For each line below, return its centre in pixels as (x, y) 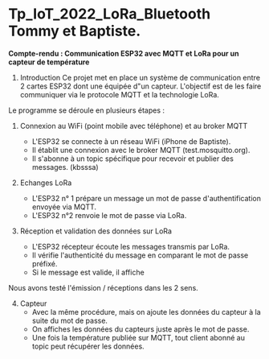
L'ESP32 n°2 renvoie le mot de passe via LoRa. (109, 215)
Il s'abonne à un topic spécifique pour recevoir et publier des (133, 159)
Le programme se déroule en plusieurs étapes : (86, 110)
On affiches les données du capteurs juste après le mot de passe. (141, 329)
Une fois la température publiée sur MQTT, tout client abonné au (139, 337)
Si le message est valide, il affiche (88, 272)
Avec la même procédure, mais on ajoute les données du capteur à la (146, 312)
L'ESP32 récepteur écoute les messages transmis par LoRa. (131, 246)
